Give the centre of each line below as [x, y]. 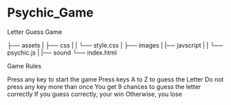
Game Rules [24, 66]
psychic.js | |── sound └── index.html [62, 52]
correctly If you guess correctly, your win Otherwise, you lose [95, 94]
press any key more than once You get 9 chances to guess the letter [104, 86]
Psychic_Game [50, 13]
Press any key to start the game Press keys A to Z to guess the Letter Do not [115, 79]
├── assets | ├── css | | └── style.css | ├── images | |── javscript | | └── [115, 45]
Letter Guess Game [34, 32]
